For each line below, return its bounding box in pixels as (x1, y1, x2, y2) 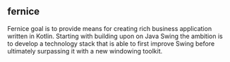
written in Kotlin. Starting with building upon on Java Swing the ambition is (7, 32, 224, 40)
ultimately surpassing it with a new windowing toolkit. (7, 46, 163, 55)
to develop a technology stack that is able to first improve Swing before (7, 39, 215, 48)
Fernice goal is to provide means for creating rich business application (7, 24, 212, 32)
